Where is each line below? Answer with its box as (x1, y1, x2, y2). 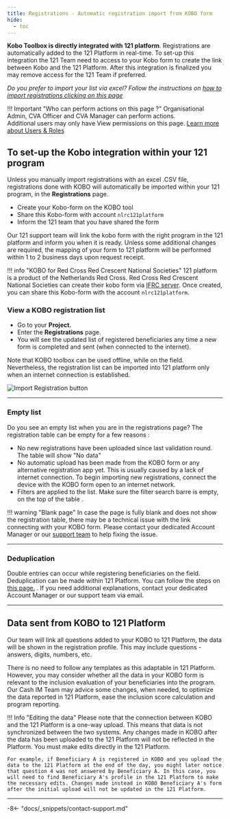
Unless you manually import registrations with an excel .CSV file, (7, 176, 189, 184)
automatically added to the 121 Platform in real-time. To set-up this (7, 49, 194, 57)
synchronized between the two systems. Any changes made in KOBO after (7, 728, 218, 736)
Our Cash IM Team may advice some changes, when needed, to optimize (7, 685, 214, 693)
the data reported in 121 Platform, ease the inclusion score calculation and (7, 693, 216, 701)
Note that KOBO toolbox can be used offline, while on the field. (7, 356, 184, 365)
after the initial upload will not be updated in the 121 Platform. (7, 785, 207, 793)
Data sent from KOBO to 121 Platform (7, 617, 166, 629)
